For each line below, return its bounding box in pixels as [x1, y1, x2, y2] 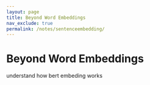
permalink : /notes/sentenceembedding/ [6, 25, 105, 32]
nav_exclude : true [6, 20, 53, 26]
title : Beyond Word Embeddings [6, 15, 86, 21]
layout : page [6, 8, 40, 15]
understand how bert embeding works [6, 72, 102, 80]
